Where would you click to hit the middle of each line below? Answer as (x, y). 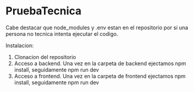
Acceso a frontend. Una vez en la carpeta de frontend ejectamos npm (100, 76)
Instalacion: (20, 45)
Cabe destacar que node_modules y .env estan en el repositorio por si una (97, 27)
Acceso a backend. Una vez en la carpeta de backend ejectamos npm (100, 63)
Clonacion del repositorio (45, 57)
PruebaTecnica (43, 11)
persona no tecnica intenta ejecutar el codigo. (62, 33)
